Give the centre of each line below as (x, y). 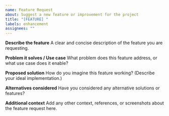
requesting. (17, 48)
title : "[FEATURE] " (27, 19)
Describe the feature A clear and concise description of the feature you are (84, 43)
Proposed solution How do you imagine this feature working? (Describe (80, 73)
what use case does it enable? (37, 63)
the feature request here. (31, 108)
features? (15, 93)
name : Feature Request (29, 10)
